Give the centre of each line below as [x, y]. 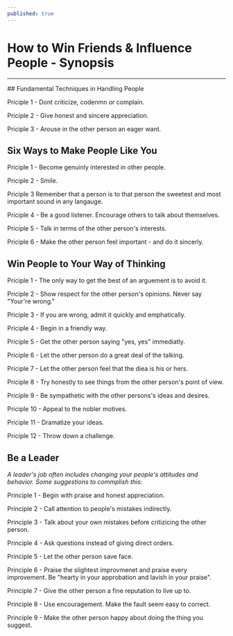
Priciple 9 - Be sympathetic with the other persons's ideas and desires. [109, 396]
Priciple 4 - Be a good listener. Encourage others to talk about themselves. [113, 215]
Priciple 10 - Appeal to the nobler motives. [67, 409]
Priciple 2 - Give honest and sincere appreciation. [78, 115]
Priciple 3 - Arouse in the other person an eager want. [84, 128]
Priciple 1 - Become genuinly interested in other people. [86, 167]
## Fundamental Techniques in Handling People [76, 88]
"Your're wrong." [31, 301]
